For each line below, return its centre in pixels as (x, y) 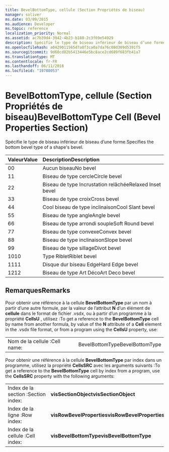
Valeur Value (23, 159)
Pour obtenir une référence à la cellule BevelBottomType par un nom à (79, 302)
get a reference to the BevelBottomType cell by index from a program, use (82, 370)
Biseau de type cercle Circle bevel (82, 176)
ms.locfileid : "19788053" (32, 71)
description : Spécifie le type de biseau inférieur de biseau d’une (78, 43)
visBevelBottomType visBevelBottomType (101, 435)
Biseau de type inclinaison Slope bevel (87, 240)
